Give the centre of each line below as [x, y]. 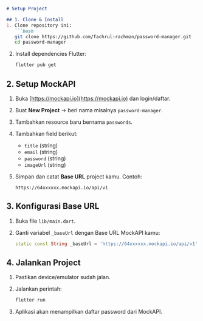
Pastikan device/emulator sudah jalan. [63, 277]
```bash [24, 31]
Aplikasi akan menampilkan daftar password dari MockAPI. [89, 312]
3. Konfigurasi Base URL [53, 206]
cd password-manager [40, 42]
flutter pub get [36, 65]
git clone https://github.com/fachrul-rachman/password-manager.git [103, 36]
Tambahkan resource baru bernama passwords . [74, 122]
